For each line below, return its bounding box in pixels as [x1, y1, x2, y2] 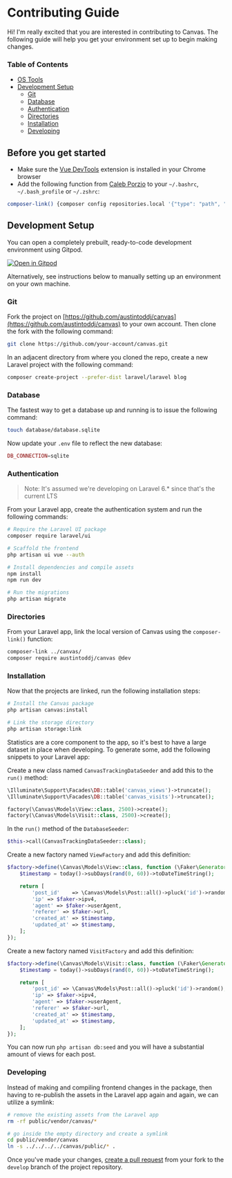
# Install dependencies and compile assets [7, 563, 135, 571]
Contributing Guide [7, 5, 119, 21]
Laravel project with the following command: [7, 360, 133, 368]
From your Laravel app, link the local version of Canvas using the [7, 628, 192, 636]
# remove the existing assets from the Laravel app [7, 1111, 159, 1118]
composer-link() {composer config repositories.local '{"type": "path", [7, 200, 221, 208]
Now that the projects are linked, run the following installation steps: [7, 686, 200, 695]
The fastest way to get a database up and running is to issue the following [7, 406, 217, 414]
